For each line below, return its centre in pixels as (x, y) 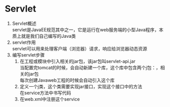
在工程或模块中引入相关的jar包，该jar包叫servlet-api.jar (78, 61)
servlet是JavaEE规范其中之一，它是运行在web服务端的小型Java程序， (86, 30)
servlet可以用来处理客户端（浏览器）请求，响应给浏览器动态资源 (79, 48)
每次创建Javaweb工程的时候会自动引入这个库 (67, 80)
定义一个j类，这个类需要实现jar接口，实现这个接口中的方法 (81, 86)
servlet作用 (24, 42)
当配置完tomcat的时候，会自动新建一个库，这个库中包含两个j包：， (90, 67)
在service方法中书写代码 (46, 93)
